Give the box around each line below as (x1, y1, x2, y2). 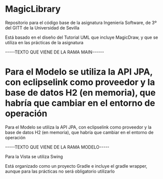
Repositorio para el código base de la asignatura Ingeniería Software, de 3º (5, 20, 157, 26)
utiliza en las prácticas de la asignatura (5, 39, 84, 45)
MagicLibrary (5, 3, 61, 15)
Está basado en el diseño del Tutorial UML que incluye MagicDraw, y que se (5, 34, 158, 40)
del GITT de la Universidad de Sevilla (5, 25, 80, 30)
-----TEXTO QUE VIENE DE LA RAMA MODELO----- (5, 144, 110, 150)
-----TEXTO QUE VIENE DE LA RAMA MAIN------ (5, 49, 104, 55)
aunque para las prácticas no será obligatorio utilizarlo (5, 168, 115, 174)
